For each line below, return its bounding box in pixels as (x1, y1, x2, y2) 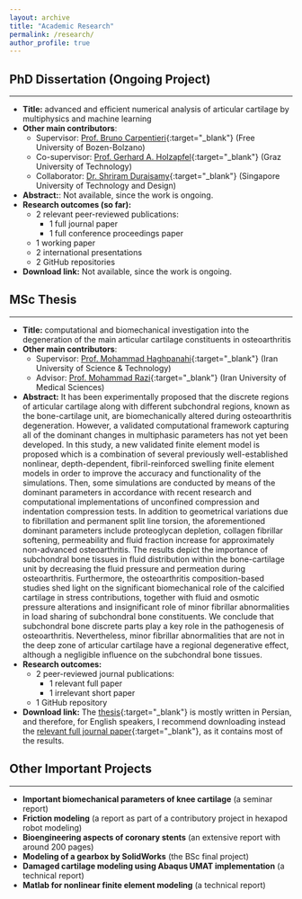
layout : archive (9, 13, 70, 22)
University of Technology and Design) (35, 181, 177, 191)
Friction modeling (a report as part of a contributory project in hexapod (22, 813, 288, 823)
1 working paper (35, 237, 96, 248)
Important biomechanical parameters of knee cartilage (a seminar (22, 793, 273, 805)
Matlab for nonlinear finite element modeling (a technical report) (22, 879, 267, 890)
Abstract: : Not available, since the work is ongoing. (22, 190, 214, 200)
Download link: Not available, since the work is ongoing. (22, 266, 232, 277)
